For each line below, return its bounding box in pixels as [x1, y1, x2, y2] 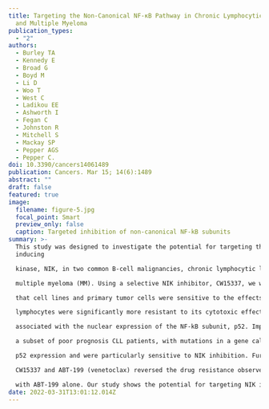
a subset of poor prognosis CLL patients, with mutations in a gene [15, 338, 249, 346]
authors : [8, 42, 38, 50]
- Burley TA [15, 49, 56, 57]
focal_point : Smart [15, 213, 81, 221]
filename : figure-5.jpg [15, 205, 94, 213]
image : [8, 198, 30, 206]
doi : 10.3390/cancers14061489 [8, 161, 110, 169]
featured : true [8, 190, 59, 199]
